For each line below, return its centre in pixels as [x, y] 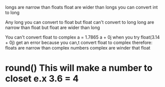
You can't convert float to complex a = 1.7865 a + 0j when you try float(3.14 [82, 37]
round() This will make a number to [79, 68]
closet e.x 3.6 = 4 [42, 79]
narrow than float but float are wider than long [52, 27]
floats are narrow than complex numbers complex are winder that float [78, 48]
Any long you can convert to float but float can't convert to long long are [80, 22]
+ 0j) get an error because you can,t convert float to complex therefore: [79, 42]
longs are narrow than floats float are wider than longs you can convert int [81, 7]
